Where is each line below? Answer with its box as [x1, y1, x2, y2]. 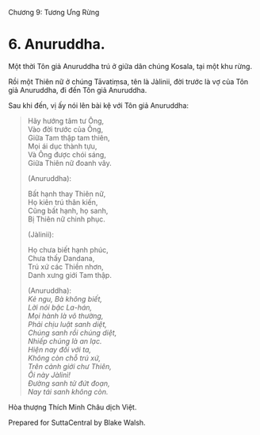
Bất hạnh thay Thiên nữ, [27, 189, 106, 198]
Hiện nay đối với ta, [27, 345, 92, 354]
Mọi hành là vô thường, [27, 310, 104, 321]
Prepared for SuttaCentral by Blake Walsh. [8, 418, 146, 427]
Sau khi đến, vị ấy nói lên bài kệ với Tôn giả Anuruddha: [8, 100, 189, 110]
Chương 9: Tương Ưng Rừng [8, 8, 100, 17]
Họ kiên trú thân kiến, [27, 197, 98, 206]
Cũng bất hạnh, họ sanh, [27, 206, 109, 215]
